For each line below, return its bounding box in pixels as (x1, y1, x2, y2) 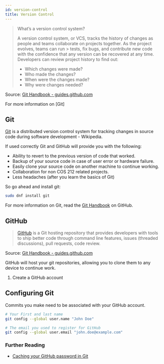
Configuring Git (5, 289, 54, 297)
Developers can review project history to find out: (17, 56, 119, 62)
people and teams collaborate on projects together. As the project (17, 40, 152, 46)
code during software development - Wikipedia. (5, 134, 103, 140)
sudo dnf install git (5, 193, 50, 199)
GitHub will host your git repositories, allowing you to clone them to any (5, 260, 151, 266)
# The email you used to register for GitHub (5, 325, 101, 330)
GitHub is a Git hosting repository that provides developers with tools (17, 230, 159, 236)
